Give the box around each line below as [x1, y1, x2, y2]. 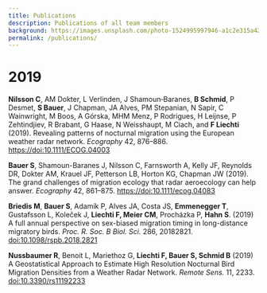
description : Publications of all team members [8, 19, 169, 27]
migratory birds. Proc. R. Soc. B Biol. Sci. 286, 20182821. [8, 227, 193, 236]
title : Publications [8, 11, 77, 20]
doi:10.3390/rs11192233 [8, 276, 86, 286]
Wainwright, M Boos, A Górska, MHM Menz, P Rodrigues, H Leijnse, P [8, 111, 237, 121]
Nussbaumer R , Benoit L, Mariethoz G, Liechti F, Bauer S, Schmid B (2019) [8, 251, 254, 260]
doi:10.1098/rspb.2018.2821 [8, 236, 98, 245]
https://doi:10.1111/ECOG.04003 [8, 145, 110, 155]
